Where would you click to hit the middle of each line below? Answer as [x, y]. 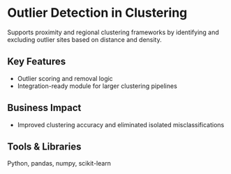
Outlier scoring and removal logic [65, 78]
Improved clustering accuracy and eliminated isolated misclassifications [121, 124]
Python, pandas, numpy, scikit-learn [59, 164]
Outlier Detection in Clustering [97, 13]
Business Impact [44, 108]
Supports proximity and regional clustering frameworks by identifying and [113, 32]
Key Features [37, 62]
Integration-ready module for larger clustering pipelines [97, 86]
